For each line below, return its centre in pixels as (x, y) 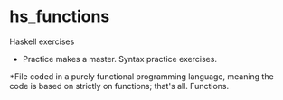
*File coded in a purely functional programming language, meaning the (141, 76)
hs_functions (60, 17)
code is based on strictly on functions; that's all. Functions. (119, 86)
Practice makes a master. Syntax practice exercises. (119, 59)
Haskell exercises (42, 41)
